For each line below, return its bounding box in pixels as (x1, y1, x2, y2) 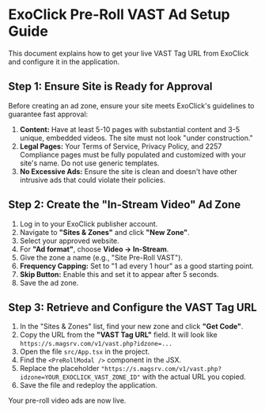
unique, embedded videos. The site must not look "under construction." (19, 133, 253, 142)
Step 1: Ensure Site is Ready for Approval (8, 80, 213, 93)
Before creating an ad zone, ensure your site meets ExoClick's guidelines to (8, 100, 255, 110)
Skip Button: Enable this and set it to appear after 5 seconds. (19, 269, 219, 278)
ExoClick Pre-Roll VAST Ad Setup (8, 6, 231, 24)
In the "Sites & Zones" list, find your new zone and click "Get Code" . (19, 322, 244, 332)
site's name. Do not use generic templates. (19, 158, 160, 168)
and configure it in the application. (8, 57, 120, 66)
